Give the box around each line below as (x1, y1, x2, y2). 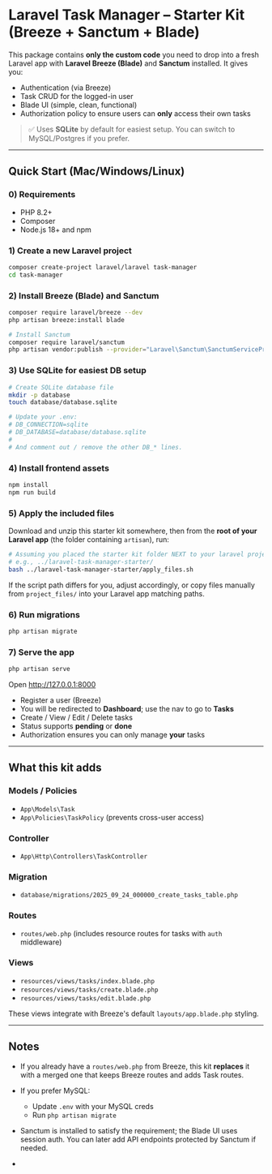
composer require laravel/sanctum (8, 338, 125, 346)
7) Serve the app (8, 647, 75, 658)
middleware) (19, 937, 62, 947)
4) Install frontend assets (8, 462, 109, 474)
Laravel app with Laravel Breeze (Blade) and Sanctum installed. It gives (8, 58, 249, 68)
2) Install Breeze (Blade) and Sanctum (8, 290, 159, 301)
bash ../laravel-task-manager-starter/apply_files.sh (8, 565, 194, 574)
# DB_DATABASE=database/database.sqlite (8, 428, 147, 436)
